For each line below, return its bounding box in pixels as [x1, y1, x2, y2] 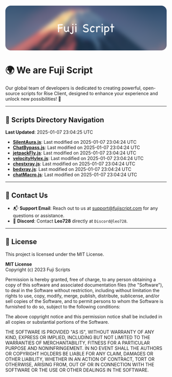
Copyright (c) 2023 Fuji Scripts [5, 267, 71, 273]
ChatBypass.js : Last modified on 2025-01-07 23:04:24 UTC [12, 144, 140, 151]
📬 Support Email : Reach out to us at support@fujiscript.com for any [12, 205, 158, 211]
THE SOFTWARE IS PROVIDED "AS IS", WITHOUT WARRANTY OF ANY [5, 328, 155, 335]
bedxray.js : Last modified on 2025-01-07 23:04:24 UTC [12, 166, 132, 172]
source [5, 91, 20, 97]
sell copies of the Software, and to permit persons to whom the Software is [5, 298, 164, 304]
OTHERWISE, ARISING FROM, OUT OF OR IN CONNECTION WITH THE [5, 361, 155, 367]
